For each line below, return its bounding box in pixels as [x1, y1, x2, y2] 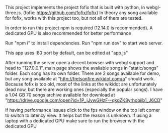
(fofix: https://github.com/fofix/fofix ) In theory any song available [23, 10, 158, 16]
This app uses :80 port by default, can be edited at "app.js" [5, 50, 128, 56]
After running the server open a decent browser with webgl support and [5, 60, 154, 65]
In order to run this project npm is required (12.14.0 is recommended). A [5, 25, 153, 31]
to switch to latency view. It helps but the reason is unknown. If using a [5, 112, 152, 118]
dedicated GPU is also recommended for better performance [5, 30, 131, 36]
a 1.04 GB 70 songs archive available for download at [5, 92, 115, 98]
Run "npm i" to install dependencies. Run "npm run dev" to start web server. [5, 40, 163, 46]
